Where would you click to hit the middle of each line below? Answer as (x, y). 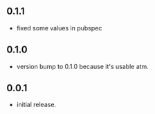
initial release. (36, 105)
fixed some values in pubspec (59, 28)
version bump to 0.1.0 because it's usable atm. (83, 66)
